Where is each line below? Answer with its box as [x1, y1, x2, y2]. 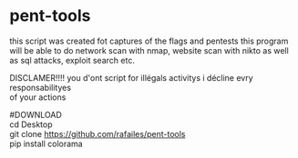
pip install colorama [9, 138, 84, 149]
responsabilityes [9, 82, 71, 93]
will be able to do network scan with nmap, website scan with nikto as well [9, 44, 289, 55]
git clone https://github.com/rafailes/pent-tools [9, 128, 186, 139]
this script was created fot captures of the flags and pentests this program [9, 35, 289, 46]
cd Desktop [9, 119, 53, 130]
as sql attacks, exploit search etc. [9, 54, 135, 65]
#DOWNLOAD [9, 109, 62, 120]
